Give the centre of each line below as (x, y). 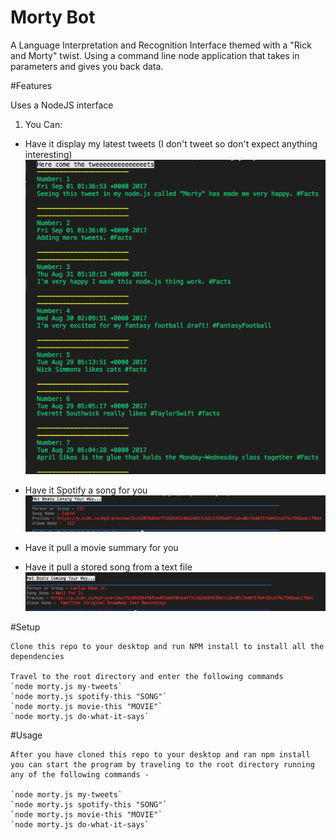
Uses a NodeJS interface (62, 105)
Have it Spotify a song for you (86, 490)
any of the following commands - (80, 775)
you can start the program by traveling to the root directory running (162, 765)
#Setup (25, 627)
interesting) (48, 154)
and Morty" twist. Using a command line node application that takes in (155, 55)
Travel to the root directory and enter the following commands (147, 677)
